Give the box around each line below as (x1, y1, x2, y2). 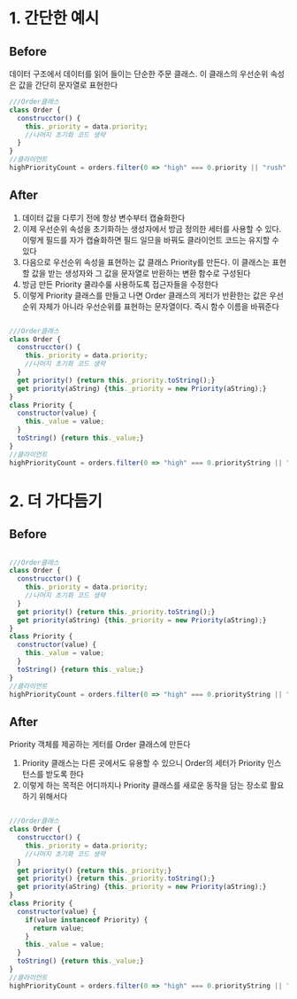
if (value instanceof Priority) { (25, 915, 148, 925)
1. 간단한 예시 (9, 8, 100, 28)
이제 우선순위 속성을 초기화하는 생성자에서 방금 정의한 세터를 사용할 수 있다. (21, 223, 282, 234)
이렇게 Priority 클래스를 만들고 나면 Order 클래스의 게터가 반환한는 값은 (21, 290, 268, 300)
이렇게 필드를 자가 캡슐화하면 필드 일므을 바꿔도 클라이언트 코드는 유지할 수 (21, 234, 280, 245)
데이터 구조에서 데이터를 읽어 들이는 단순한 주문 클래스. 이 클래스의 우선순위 (9, 68, 269, 79)
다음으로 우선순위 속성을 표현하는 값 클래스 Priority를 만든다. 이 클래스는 (21, 256, 270, 267)
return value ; (32, 924, 86, 933)
